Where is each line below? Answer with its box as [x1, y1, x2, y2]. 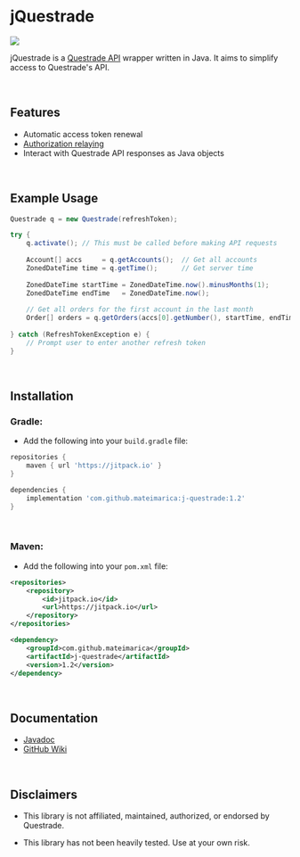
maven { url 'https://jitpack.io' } [26, 461, 163, 470]
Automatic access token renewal [22, 128, 143, 139]
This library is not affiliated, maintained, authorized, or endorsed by [22, 811, 270, 821]
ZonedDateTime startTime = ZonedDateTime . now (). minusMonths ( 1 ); [26, 280, 270, 289]
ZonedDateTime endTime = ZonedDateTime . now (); [26, 288, 210, 298]
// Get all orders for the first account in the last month [26, 305, 254, 314]
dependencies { [10, 485, 67, 494]
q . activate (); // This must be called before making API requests [26, 239, 278, 248]
